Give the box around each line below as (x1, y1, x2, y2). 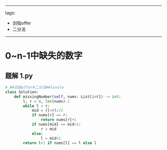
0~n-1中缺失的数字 (5, 50, 83, 62)
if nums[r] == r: (31, 113, 68, 118)
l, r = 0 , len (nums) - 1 (23, 99, 70, 104)
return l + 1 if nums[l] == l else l (23, 140, 97, 146)
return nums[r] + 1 (40, 117, 77, 122)
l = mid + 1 (40, 136, 61, 141)
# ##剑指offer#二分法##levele (5, 85, 64, 90)
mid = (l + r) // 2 (31, 108, 64, 113)
